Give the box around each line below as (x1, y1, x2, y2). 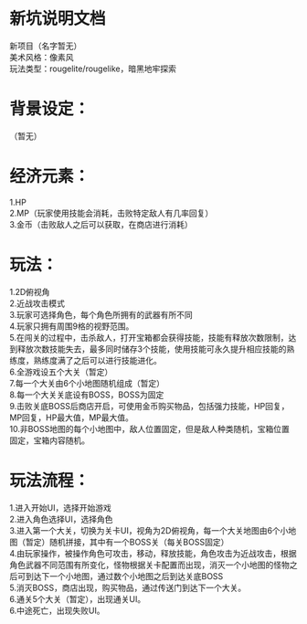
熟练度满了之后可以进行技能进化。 (33, 354, 162, 365)
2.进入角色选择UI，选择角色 (9, 513, 113, 524)
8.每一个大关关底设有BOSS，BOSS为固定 (9, 389, 164, 400)
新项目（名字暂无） (9, 40, 82, 51)
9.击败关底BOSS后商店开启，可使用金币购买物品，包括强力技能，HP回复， (9, 400, 290, 411)
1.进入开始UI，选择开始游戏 (9, 502, 111, 513)
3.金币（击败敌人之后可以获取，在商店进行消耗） (9, 218, 194, 229)
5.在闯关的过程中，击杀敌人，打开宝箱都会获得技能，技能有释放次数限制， (9, 332, 289, 343)
